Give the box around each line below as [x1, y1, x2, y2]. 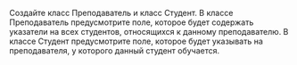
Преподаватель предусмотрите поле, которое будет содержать [9, 17, 254, 28]
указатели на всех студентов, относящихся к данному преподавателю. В [9, 27, 289, 37]
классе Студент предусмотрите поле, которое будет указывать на [9, 36, 263, 46]
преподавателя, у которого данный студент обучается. [9, 45, 220, 56]
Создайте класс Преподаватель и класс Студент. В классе [9, 8, 234, 18]
